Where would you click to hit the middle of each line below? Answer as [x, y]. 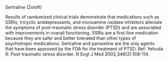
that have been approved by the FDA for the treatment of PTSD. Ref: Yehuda [84, 49]
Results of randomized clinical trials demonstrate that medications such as [82, 17]
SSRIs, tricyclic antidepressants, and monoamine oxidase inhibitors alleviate [84, 22]
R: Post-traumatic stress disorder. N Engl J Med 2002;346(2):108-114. [77, 54]
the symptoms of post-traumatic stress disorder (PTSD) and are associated [83, 27]
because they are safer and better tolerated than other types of [71, 38]
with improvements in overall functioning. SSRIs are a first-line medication [82, 33]
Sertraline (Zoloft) [23, 7]
